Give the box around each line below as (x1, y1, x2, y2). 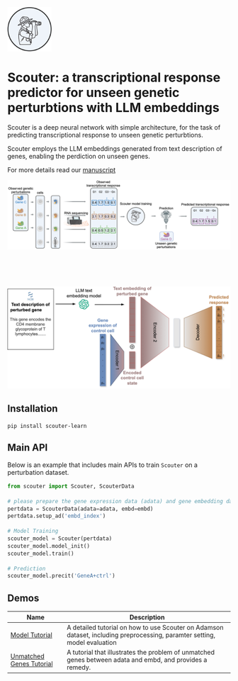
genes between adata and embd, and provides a (67, 655, 208, 664)
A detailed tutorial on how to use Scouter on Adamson (67, 623, 224, 631)
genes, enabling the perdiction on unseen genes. (7, 152, 150, 160)
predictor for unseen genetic (7, 85, 180, 101)
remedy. (67, 663, 91, 672)
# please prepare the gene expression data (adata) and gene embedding (7, 497, 223, 505)
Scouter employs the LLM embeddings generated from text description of (7, 144, 223, 152)
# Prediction (7, 565, 46, 572)
